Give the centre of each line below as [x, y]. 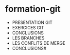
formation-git [33, 9]
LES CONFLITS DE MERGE [39, 43]
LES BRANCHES [28, 38]
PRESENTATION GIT [32, 22]
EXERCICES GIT [28, 27]
